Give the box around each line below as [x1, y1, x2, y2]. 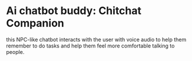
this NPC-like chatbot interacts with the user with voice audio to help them [6, 36, 187, 43]
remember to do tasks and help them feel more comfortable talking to [6, 42, 175, 49]
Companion [6, 16, 65, 30]
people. [6, 48, 25, 55]
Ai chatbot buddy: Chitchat [6, 4, 142, 18]
